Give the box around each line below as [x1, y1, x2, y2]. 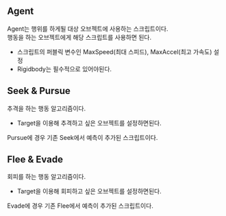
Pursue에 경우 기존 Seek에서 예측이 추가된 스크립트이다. [7, 133, 158, 141]
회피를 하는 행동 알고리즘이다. [7, 173, 86, 181]
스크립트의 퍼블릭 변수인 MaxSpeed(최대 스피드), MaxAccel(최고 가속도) [16, 47, 212, 56]
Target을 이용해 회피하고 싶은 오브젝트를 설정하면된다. [16, 187, 162, 195]
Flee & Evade [7, 154, 64, 165]
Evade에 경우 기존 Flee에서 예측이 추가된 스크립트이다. [7, 202, 154, 210]
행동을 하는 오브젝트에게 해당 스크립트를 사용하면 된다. [7, 33, 152, 41]
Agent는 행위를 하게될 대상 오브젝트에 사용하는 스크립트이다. [7, 24, 169, 33]
